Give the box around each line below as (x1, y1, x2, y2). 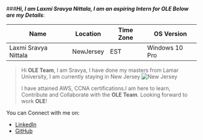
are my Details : (6, 11, 45, 19)
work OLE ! (21, 98, 47, 104)
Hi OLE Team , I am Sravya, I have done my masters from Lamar (21, 66, 179, 74)
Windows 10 (147, 43, 183, 52)
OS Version (153, 30, 187, 38)
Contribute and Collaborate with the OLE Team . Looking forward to (21, 91, 188, 98)
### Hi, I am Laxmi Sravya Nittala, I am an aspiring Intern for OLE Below (6, 5, 189, 12)
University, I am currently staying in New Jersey (21, 73, 141, 80)
